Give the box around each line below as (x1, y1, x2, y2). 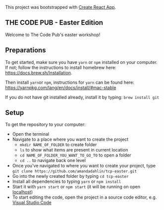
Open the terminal (12, 131, 50, 137)
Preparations (5, 46, 46, 54)
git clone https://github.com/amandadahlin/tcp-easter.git (12, 169, 137, 174)
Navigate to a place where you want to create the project (12, 136, 129, 143)
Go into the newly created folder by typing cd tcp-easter (12, 173, 129, 179)
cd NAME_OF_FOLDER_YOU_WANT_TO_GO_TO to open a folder (19, 152, 131, 158)
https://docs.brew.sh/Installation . (5, 69, 72, 76)
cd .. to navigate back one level (19, 157, 86, 163)
